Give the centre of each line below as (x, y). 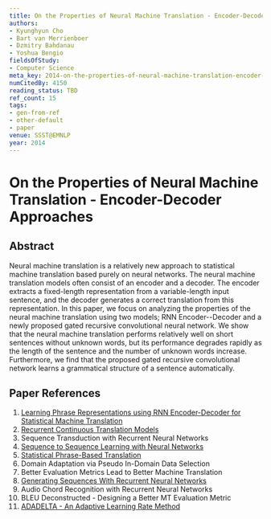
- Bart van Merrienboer (49, 38)
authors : (24, 23)
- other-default (36, 121)
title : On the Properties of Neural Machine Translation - (110, 16)
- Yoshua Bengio (36, 53)
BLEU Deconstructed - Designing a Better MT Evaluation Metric (126, 498)
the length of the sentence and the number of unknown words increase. (128, 351)
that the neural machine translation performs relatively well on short (121, 333)
